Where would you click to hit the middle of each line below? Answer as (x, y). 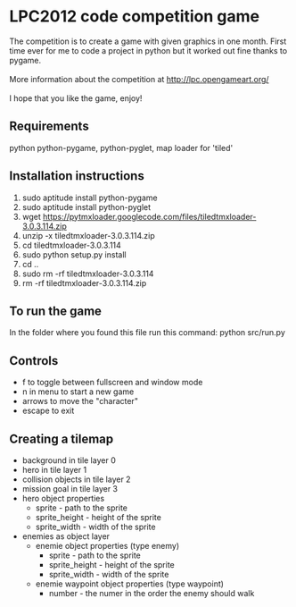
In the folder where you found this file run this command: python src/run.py (147, 333)
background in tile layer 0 (69, 460)
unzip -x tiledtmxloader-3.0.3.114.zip (88, 235)
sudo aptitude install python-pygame (90, 198)
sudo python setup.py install (74, 254)
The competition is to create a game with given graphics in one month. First (148, 41)
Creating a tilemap (62, 438)
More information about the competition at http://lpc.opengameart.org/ (139, 79)
